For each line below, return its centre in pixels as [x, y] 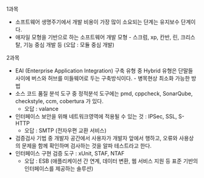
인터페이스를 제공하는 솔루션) [59, 169]
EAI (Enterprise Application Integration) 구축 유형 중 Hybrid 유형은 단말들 [104, 71]
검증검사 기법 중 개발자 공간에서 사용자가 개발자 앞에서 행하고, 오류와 [96, 138]
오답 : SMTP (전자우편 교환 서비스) [65, 130]
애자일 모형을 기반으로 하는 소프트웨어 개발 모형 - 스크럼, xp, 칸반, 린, [97, 37]
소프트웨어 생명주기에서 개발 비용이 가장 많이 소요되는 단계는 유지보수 [97, 22]
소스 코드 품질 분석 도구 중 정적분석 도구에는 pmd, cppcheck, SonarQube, [104, 94]
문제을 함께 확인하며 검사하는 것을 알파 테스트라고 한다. [87, 146]
